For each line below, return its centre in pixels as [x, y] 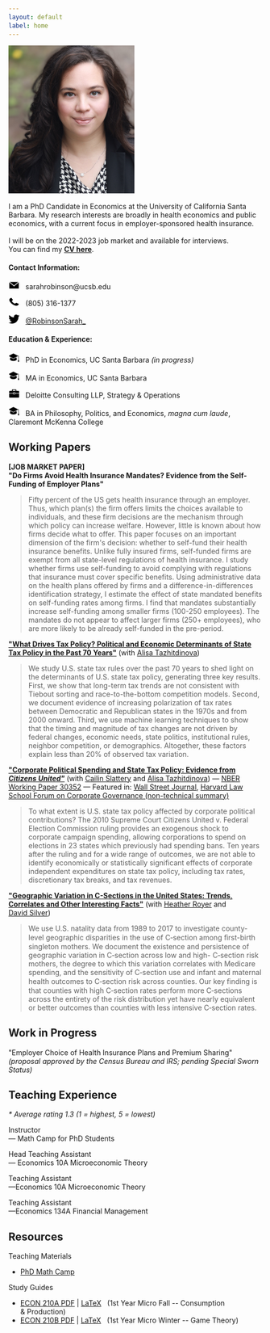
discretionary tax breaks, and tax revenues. [100, 880]
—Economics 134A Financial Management [78, 1211]
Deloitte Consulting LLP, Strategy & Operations [103, 395]
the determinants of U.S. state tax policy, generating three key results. [144, 677]
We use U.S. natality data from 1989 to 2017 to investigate [124, 928]
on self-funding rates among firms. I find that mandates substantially [142, 603]
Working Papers [50, 447]
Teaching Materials [40, 1256]
